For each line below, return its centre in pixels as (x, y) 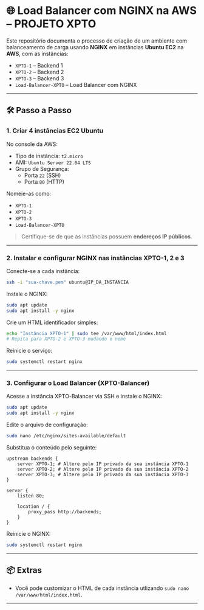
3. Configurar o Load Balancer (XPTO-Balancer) (78, 383)
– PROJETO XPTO (51, 24)
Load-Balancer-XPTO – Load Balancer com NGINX (76, 85)
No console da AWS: (32, 144)
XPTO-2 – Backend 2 (39, 72)
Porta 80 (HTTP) (44, 182)
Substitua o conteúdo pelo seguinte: (52, 448)
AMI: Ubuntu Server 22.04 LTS (53, 162)
